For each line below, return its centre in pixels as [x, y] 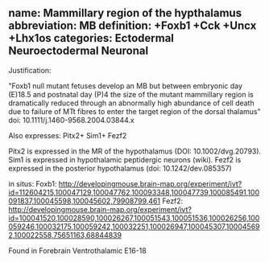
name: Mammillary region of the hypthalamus [125, 13]
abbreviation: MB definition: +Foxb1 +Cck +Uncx [132, 26]
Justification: [30, 70]
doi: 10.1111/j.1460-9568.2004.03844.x [71, 120]
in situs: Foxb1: [33, 183]
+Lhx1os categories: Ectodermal [91, 38]
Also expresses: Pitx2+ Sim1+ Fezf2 [68, 135]
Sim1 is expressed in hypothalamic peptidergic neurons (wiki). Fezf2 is [125, 159]
